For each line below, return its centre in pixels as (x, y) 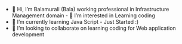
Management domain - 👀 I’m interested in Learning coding (83, 15)
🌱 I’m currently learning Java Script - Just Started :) (75, 22)
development (28, 34)
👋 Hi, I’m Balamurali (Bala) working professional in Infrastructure (90, 9)
